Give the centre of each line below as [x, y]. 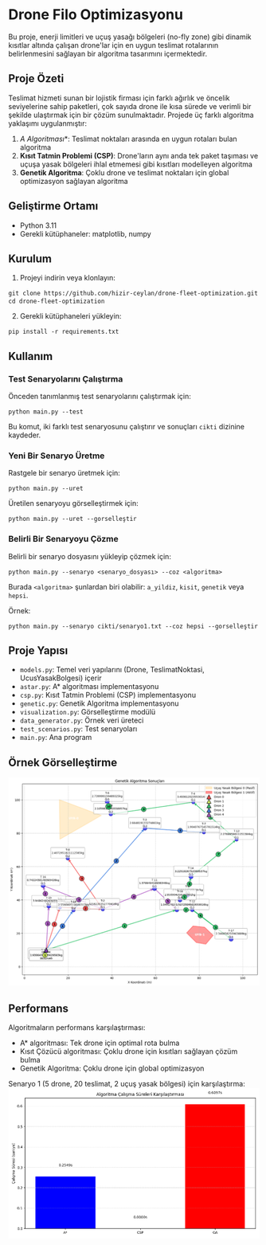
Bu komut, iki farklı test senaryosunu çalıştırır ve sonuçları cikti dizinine [127, 427]
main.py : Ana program [56, 738]
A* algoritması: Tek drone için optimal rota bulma [100, 1043]
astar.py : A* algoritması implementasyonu [89, 687]
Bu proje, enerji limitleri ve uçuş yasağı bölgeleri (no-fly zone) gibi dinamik [130, 37]
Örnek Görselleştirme [63, 762]
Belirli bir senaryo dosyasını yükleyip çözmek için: [90, 556]
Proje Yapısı [38, 651]
